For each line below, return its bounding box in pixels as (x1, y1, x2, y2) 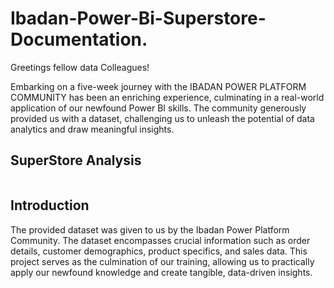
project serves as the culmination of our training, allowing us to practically (10, 255, 315, 267)
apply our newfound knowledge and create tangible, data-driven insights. (10, 266, 313, 278)
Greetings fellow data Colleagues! (10, 61, 150, 73)
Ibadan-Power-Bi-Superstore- (10, 7, 267, 30)
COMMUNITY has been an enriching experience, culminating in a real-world (10, 91, 325, 103)
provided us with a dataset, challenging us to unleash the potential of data (10, 112, 315, 124)
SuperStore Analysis (10, 152, 142, 169)
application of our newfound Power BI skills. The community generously (10, 102, 307, 114)
